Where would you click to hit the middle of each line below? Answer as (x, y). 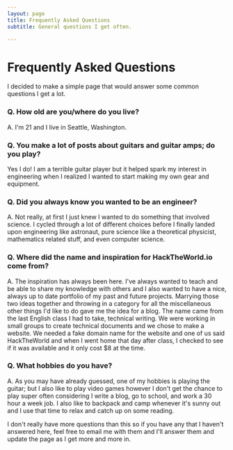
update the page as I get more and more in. (69, 439)
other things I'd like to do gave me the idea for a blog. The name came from (115, 311)
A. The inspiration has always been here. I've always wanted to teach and (112, 281)
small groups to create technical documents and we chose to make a (106, 325)
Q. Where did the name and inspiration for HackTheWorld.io (110, 257)
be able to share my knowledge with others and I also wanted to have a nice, (117, 288)
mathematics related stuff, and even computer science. (86, 239)
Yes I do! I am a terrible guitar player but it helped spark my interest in (107, 169)
